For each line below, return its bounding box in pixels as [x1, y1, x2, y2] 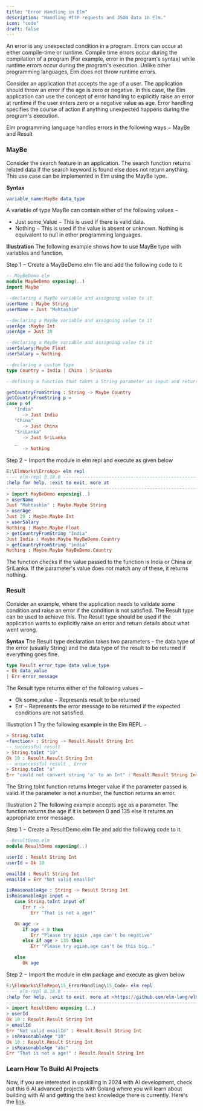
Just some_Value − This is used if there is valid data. [14, 218, 146, 226]
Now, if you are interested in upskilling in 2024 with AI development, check [6, 1078, 192, 1086]
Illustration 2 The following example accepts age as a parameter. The [6, 801, 178, 808]
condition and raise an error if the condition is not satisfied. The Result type [6, 606, 195, 614]
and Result [6, 130, 33, 138]
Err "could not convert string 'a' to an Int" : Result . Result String [6, 772, 188, 778]
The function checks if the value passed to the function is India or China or [6, 559, 192, 566]
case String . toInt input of [14, 899, 85, 905]
